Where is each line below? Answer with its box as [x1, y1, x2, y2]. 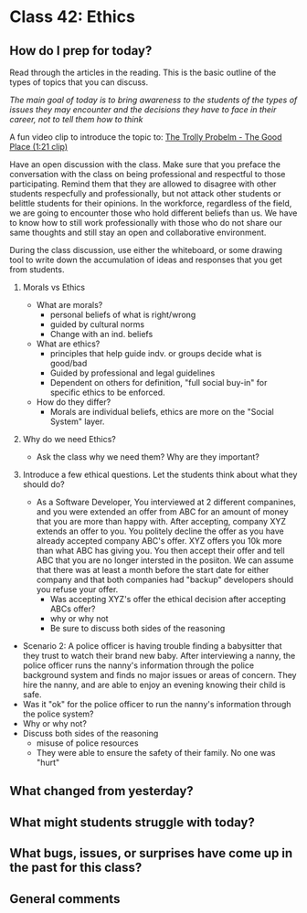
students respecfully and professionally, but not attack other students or [9, 188, 281, 198]
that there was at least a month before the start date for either [36, 565, 270, 575]
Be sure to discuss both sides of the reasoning [49, 623, 226, 633]
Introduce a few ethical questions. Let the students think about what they [22, 469, 298, 480]
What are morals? [36, 300, 103, 310]
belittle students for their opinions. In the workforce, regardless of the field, [9, 198, 292, 208]
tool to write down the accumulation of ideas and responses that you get [9, 254, 283, 265]
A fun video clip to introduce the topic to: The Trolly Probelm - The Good [9, 132, 282, 143]
